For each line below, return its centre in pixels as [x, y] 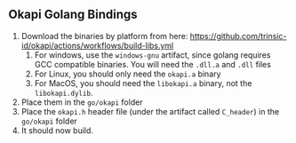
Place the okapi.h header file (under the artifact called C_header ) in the [150, 111]
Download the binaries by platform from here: [104, 36]
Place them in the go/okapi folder [82, 102]
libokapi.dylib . [64, 92]
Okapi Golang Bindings [73, 15]
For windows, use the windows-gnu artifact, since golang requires [152, 55]
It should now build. [57, 130]
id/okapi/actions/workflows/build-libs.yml [97, 45]
